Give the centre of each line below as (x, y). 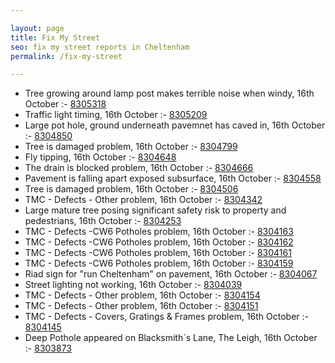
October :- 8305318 (65, 104)
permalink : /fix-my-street (66, 56)
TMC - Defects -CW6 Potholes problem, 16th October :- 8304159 (159, 263)
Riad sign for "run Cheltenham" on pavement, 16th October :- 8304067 (171, 274)
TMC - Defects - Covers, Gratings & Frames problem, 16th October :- (167, 317)
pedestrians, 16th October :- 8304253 (103, 221)
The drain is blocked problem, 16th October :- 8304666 (139, 168)
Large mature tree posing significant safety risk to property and (155, 210)
